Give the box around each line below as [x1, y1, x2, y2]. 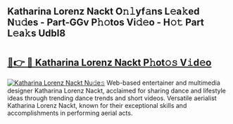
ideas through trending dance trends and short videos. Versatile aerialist [7, 94, 217, 102]
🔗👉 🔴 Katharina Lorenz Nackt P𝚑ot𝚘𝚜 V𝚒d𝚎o [7, 56, 212, 69]
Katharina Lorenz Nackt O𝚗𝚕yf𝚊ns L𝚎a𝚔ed [7, 6, 200, 18]
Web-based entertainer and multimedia [106, 78, 220, 87]
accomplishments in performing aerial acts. [7, 109, 133, 117]
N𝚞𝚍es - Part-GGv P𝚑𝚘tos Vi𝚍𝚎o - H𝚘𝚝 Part [7, 17, 204, 29]
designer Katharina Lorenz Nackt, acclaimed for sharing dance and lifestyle [7, 87, 227, 95]
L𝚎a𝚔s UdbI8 [7, 27, 65, 39]
